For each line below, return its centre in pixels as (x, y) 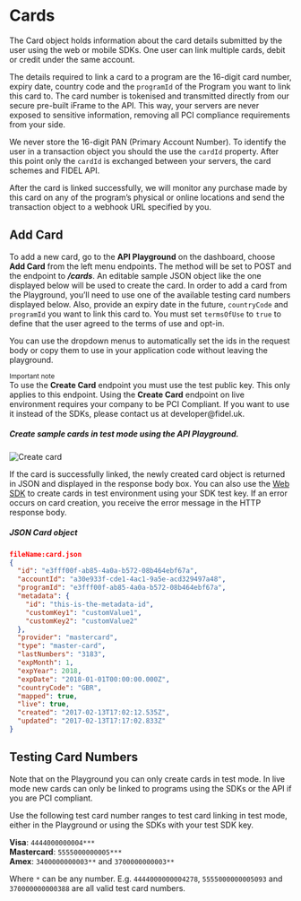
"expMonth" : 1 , (46, 663)
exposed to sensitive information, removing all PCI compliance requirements (150, 115)
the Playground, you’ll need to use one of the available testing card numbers (150, 295)
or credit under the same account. (72, 59)
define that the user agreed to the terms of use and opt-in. (117, 323)
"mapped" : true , (47, 696)
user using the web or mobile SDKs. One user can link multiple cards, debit (147, 49)
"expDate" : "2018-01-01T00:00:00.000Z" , (94, 679)
